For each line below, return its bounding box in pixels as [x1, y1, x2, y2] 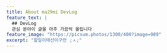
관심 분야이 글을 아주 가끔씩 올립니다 [12, 26, 92, 32]
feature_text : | [6, 15, 47, 21]
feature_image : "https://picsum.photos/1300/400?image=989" [6, 32, 162, 38]
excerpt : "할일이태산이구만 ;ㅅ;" [6, 37, 82, 43]
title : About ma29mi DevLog [6, 9, 78, 15]
